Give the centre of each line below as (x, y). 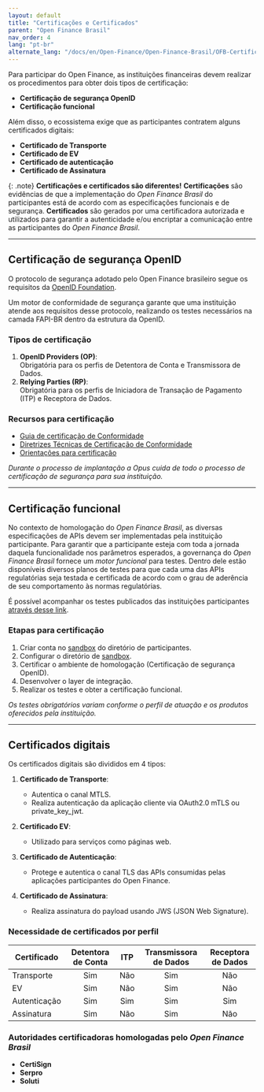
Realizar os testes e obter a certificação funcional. (101, 689)
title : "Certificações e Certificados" (73, 23)
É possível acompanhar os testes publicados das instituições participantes (129, 602)
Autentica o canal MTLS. (71, 795)
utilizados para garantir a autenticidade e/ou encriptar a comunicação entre (130, 219)
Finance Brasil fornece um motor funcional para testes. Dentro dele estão (127, 561)
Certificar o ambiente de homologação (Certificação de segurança (127, 664)
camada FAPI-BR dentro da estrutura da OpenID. (86, 319)
